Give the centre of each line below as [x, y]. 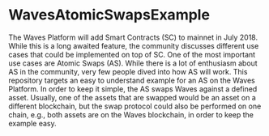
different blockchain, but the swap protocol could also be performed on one [135, 106]
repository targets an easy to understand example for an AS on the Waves [132, 80]
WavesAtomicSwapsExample [109, 15]
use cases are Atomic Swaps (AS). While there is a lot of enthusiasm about [133, 63]
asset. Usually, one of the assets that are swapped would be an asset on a [132, 97]
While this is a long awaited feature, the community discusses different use [134, 45]
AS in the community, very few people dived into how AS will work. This [128, 71]
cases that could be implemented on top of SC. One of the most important [132, 54]
